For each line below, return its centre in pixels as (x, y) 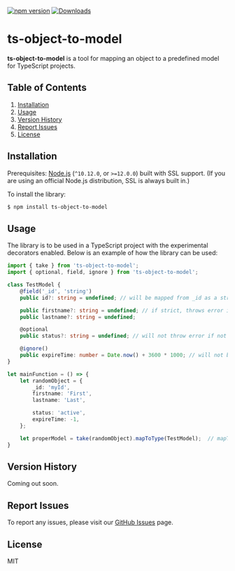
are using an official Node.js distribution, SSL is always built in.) (99, 180)
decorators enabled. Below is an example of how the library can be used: (113, 253)
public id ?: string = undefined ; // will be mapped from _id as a (119, 298)
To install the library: (37, 194)
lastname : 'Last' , (59, 400)
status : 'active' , (59, 413)
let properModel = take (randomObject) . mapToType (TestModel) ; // (117, 438)
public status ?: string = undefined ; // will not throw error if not (123, 336)
